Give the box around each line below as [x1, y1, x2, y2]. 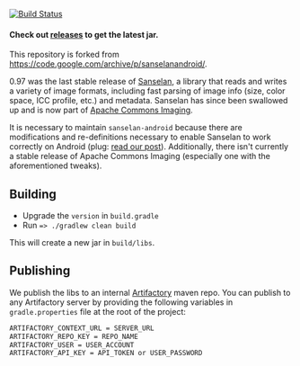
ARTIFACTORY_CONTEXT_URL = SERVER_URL [9, 324, 154, 333]
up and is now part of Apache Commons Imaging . [9, 104, 193, 116]
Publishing [9, 263, 71, 279]
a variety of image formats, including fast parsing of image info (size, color [9, 85, 286, 96]
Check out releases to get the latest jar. [9, 29, 159, 40]
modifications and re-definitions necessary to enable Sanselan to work [9, 131, 271, 143]
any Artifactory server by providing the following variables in [9, 297, 234, 308]
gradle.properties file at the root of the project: [9, 306, 187, 317]
